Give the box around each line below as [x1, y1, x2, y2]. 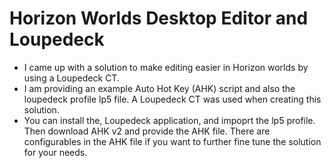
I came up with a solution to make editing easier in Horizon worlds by [23, 61, 309, 73]
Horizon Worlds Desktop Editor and [9, 7, 309, 30]
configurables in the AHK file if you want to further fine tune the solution [23, 135, 322, 147]
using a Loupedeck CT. [23, 72, 120, 84]
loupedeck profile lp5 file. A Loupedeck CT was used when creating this [23, 93, 322, 105]
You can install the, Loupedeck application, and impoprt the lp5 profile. [23, 114, 316, 126]
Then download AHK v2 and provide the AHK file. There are [23, 125, 271, 137]
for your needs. [23, 146, 88, 158]
